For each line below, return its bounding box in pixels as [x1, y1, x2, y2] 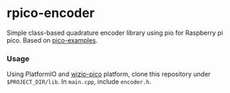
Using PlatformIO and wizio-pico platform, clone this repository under [6, 70, 211, 79]
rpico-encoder [6, 5, 95, 21]
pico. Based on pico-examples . [6, 35, 98, 44]
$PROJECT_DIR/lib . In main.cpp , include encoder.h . [6, 77, 152, 86]
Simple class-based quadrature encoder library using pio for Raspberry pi [6, 28, 224, 37]
